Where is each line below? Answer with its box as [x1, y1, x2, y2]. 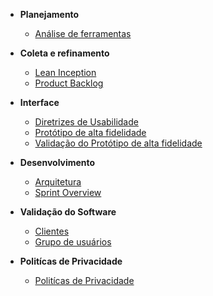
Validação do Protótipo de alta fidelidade [34, 137, 203, 149]
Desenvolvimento [19, 157, 96, 168]
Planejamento [19, 9, 80, 20]
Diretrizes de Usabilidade [34, 116, 139, 128]
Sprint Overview [34, 187, 102, 198]
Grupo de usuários [34, 236, 112, 248]
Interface [19, 97, 60, 108]
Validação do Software [19, 206, 117, 218]
